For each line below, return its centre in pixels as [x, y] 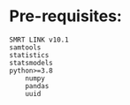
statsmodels [31, 63]
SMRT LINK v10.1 [39, 40]
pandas [37, 86]
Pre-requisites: [65, 16]
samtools [25, 47]
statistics [29, 55]
